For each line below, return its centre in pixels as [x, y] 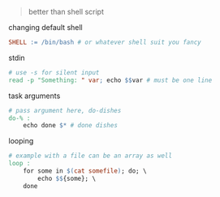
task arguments [35, 96]
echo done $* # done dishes [70, 126]
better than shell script [66, 12]
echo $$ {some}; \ [67, 178]
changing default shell [45, 27]
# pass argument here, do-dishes [65, 110]
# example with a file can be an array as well [91, 156]
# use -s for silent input [54, 72]
